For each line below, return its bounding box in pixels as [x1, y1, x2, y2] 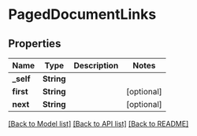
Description [73, 61, 119, 71]
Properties [8, 37, 61, 50]
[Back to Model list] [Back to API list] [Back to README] [8, 119, 189, 128]
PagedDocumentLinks [8, 6, 157, 24]
